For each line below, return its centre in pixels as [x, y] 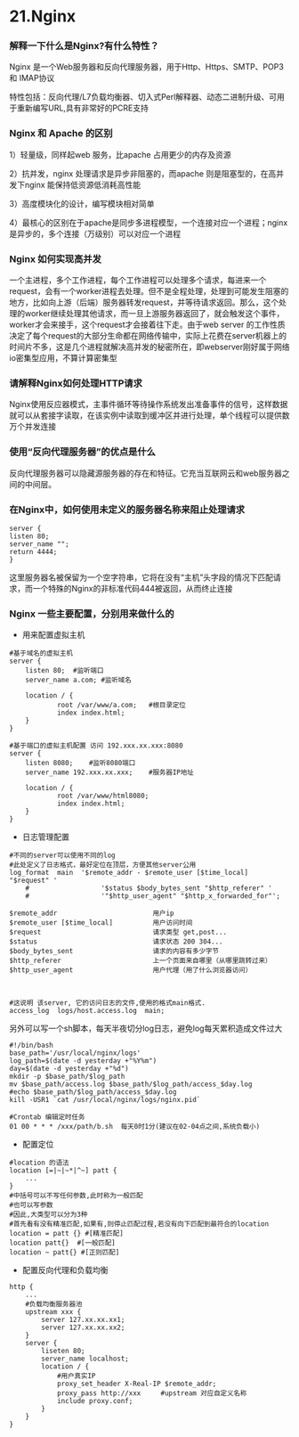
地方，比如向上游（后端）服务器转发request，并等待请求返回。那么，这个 [144, 302]
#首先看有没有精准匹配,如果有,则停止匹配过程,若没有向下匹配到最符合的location [139, 1224]
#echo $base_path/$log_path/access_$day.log [93, 1092]
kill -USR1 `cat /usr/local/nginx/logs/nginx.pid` [105, 1100]
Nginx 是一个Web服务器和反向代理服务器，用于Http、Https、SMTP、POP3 [147, 67]
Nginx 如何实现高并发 [56, 258]
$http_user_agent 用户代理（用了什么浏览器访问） [131, 970]
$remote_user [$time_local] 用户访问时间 [101, 923]
